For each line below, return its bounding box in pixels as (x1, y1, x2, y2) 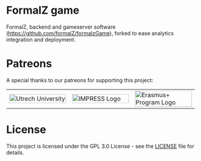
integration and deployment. (6, 36, 76, 43)
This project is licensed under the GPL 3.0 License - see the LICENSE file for (6, 143, 194, 150)
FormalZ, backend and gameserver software (6, 23, 116, 30)
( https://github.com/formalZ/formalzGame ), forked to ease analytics (6, 29, 174, 36)
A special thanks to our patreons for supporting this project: (6, 76, 154, 83)
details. (6, 148, 25, 156)
